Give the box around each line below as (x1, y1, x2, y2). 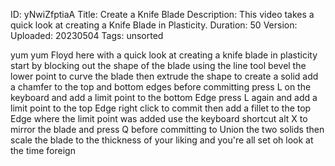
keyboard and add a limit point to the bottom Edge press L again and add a (10, 92, 318, 103)
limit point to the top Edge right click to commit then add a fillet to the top (10, 102, 312, 114)
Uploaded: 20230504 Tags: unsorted (10, 30, 164, 41)
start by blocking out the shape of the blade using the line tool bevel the (10, 60, 307, 71)
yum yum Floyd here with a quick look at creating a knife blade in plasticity (10, 49, 318, 61)
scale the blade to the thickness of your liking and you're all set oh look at (10, 134, 314, 146)
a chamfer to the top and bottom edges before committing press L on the (10, 81, 312, 93)
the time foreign (10, 145, 76, 156)
